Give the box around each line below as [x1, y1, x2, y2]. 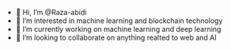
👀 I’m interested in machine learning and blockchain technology [15, 16, 223, 25]
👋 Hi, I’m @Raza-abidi [15, 8, 87, 17]
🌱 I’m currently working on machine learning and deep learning [15, 25, 222, 33]
